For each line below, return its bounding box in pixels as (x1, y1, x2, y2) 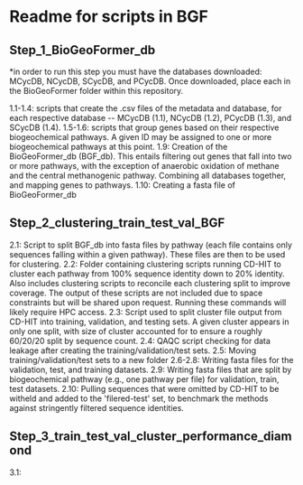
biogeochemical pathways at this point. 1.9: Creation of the (9, 142, 228, 152)
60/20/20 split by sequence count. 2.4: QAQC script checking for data (9, 335, 271, 346)
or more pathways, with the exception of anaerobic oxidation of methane (9, 161, 280, 171)
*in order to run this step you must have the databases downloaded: (9, 66, 262, 77)
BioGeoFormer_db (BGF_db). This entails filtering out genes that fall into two (9, 151, 292, 162)
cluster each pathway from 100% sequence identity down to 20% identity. (9, 268, 286, 279)
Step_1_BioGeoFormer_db (9, 42, 156, 58)
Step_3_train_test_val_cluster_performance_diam (9, 429, 292, 444)
